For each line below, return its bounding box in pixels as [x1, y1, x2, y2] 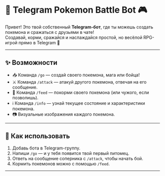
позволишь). [12, 94, 39, 100]
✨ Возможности [5, 59, 57, 67]
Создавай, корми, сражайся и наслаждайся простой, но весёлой [5, 34, 142, 40]
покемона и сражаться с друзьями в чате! [5, 29, 94, 35]
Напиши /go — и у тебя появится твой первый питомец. [12, 150, 130, 156]
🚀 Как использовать [5, 132, 70, 141]
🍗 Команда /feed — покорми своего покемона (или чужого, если [12, 89, 149, 95]
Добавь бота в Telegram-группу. [12, 145, 81, 151]
